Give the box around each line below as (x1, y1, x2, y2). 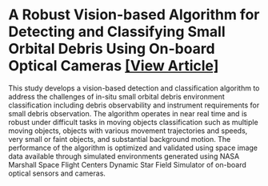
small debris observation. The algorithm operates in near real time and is (8, 108, 248, 118)
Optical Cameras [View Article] (8, 57, 219, 75)
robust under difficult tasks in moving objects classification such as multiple (8, 117, 258, 127)
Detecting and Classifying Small (8, 22, 226, 41)
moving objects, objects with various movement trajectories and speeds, (8, 126, 248, 135)
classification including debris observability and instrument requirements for (8, 100, 260, 110)
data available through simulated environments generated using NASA (8, 151, 240, 161)
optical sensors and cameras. (8, 168, 106, 178)
